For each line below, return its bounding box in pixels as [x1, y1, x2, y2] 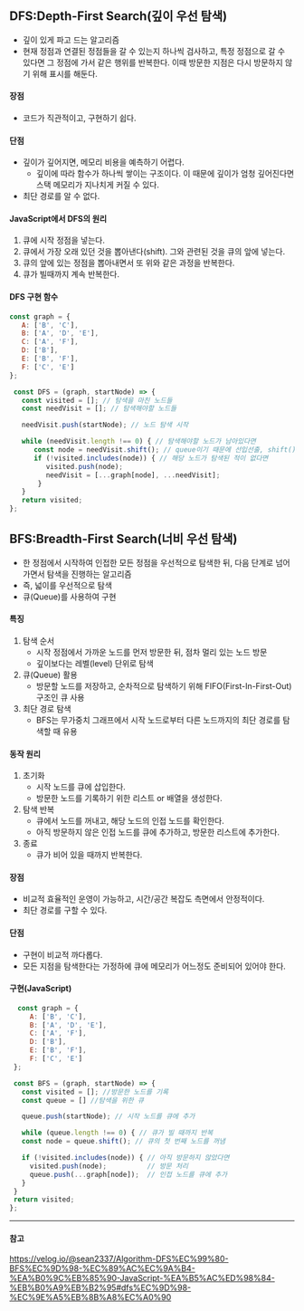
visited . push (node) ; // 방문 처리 [29, 1162, 188, 1171]
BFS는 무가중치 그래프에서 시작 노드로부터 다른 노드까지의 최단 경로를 [35, 714, 281, 726]
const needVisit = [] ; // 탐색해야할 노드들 [21, 404, 177, 414]
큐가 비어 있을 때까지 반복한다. [35, 849, 143, 860]
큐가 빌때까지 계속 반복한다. [22, 269, 120, 280]
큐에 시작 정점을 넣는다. [22, 234, 106, 246]
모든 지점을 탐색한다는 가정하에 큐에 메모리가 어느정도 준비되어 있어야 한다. [22, 961, 287, 971]
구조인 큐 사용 [35, 692, 85, 703]
